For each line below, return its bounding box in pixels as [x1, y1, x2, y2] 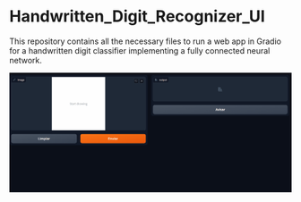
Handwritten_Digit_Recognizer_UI [9, 6, 266, 27]
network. [9, 55, 43, 65]
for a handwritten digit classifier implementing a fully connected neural [9, 45, 271, 55]
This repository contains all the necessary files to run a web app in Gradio [9, 36, 282, 46]
